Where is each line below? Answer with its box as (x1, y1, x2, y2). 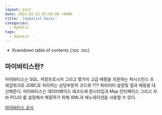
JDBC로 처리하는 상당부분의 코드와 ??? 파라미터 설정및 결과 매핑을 (26, 82, 151, 88)
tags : (5, 29, 16, 34)
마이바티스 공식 (5, 104, 34, 110)
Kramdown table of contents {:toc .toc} (12, 47, 90, 53)
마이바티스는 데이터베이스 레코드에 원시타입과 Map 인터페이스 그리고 (23, 88, 152, 94)
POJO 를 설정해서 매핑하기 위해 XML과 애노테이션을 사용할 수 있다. (10, 94, 136, 100)
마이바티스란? (5, 62, 44, 71)
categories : (5, 20, 29, 26)
